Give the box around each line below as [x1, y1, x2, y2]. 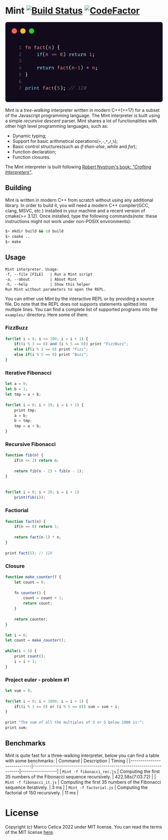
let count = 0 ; [14, 579, 46, 585]
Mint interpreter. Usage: [5, 267, 59, 272]
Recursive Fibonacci [5, 441, 56, 448]
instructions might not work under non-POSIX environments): [5, 218, 131, 224]
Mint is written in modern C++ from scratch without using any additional [5, 197, 153, 203]
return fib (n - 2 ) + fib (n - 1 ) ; [14, 469, 84, 474]
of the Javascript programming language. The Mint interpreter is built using [5, 113, 160, 119]
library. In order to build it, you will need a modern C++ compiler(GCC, [5, 202, 150, 208]
